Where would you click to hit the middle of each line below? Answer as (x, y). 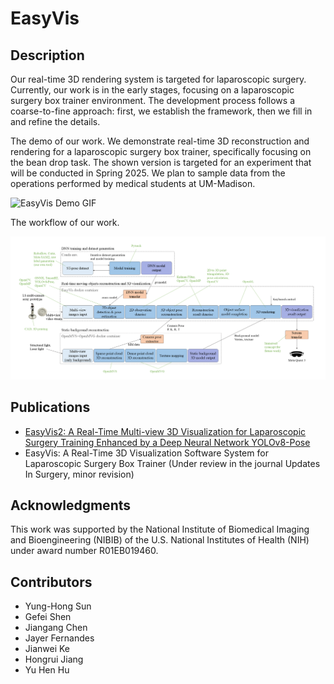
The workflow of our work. (65, 222)
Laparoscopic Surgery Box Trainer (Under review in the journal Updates (172, 463)
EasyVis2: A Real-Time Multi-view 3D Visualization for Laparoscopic (165, 431)
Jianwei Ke (47, 649)
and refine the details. (55, 121)
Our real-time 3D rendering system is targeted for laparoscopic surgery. (158, 79)
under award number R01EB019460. (84, 551)
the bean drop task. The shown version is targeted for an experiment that (161, 162)
